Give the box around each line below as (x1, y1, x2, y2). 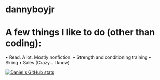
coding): (5, 37, 42, 49)
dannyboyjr (5, 4, 55, 15)
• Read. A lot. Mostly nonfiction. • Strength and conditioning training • (5, 54, 152, 60)
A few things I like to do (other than (5, 27, 155, 38)
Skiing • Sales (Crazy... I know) (5, 60, 70, 66)
